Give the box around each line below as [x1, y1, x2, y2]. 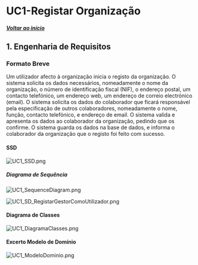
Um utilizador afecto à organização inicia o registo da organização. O [6, 73, 176, 80]
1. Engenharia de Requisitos [6, 42, 112, 52]
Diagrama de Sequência [6, 171, 67, 178]
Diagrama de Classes [6, 211, 60, 219]
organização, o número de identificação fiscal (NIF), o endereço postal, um [6, 86, 191, 93]
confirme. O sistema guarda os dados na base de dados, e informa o [6, 124, 175, 131]
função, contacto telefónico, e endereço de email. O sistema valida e [6, 111, 175, 118]
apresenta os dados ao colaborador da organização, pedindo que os [6, 118, 175, 125]
